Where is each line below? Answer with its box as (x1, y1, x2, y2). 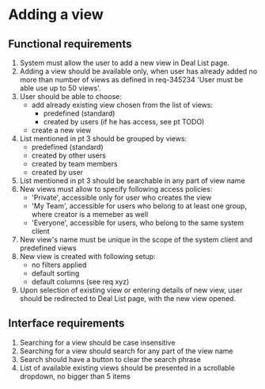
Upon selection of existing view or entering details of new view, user (19, 285, 243, 295)
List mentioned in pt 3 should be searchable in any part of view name (19, 176, 245, 185)
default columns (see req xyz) (31, 277, 130, 286)
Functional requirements (8, 37, 132, 51)
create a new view (31, 125, 92, 135)
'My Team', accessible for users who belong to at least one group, (31, 201, 248, 211)
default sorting (31, 269, 80, 278)
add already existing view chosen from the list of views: (31, 101, 214, 109)
